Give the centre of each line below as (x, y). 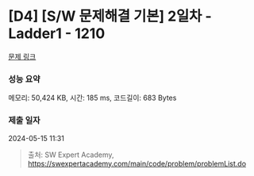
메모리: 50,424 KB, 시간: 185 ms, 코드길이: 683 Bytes (92, 98)
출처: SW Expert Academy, (71, 155)
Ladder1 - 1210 (57, 34)
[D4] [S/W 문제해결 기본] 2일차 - (110, 16)
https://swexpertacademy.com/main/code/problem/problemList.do (137, 163)
